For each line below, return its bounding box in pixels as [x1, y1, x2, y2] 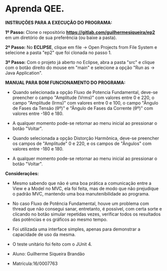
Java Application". [5, 69, 42, 75]
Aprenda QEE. [5, 3, 65, 14]
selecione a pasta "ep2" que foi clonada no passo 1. [5, 49, 112, 55]
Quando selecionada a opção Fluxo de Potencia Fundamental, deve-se [12, 89, 158, 95]
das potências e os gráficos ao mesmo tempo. [12, 216, 108, 222]
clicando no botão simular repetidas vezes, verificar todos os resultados [12, 211, 161, 217]
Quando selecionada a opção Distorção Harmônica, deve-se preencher [12, 135, 160, 141]
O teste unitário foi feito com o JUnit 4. [12, 241, 92, 247]
